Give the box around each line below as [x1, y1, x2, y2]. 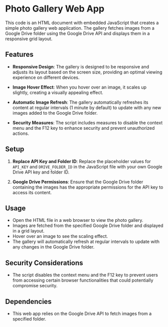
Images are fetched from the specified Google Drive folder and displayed [12, 222, 163, 229]
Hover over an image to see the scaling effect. [12, 233, 108, 239]
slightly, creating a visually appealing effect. [12, 89, 104, 96]
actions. [12, 130, 29, 136]
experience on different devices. [12, 74, 80, 80]
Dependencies [5, 297, 52, 306]
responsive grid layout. [5, 36, 53, 42]
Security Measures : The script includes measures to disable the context [12, 119, 163, 126]
